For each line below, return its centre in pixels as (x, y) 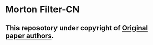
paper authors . (30, 36)
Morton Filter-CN (42, 9)
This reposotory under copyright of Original (76, 28)
